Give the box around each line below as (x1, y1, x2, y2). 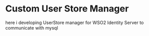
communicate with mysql (5, 24, 58, 30)
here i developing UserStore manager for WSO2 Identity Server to (5, 19, 144, 25)
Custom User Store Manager (5, 3, 129, 14)
